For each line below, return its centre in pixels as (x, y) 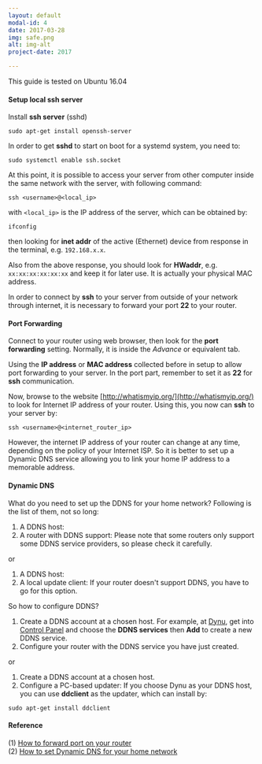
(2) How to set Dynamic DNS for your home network (93, 751)
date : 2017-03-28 (37, 30)
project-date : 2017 (40, 52)
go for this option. (48, 591)
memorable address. (42, 467)
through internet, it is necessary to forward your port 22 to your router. (123, 306)
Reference (26, 725)
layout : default (35, 15)
